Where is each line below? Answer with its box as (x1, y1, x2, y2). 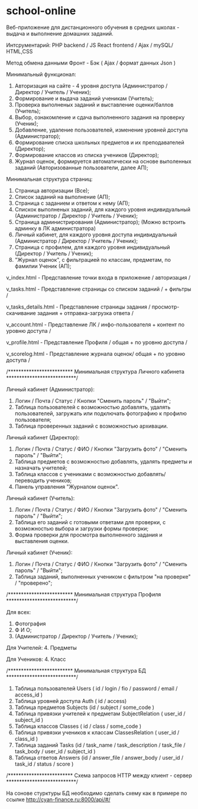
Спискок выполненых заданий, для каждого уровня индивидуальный (14, 206, 191, 213)
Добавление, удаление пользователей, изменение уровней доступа (14, 126, 188, 133)
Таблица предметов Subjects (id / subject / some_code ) (14, 704, 155, 711)
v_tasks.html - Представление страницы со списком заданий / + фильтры (6, 285, 191, 293)
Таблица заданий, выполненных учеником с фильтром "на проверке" (14, 573, 191, 580)
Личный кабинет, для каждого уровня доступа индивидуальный (14, 231, 177, 238)
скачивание (6, 309, 37, 316)
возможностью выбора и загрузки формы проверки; (14, 525, 149, 532)
